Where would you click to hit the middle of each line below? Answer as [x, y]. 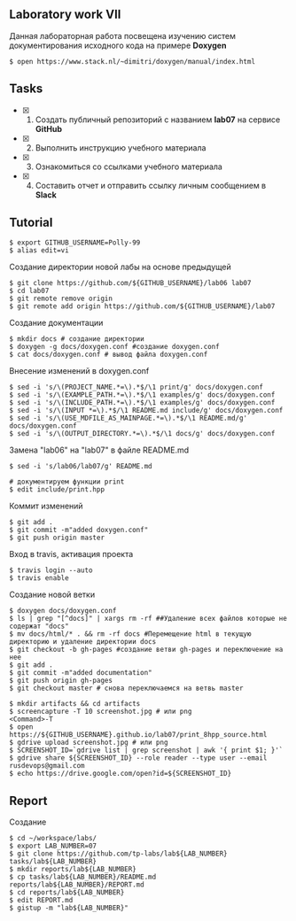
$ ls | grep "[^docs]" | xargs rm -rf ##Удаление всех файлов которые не [148, 619]
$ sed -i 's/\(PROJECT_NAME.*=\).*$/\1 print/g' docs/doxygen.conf [136, 387]
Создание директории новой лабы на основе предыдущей [121, 267]
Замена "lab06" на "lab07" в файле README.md [99, 450]
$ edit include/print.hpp [57, 490]
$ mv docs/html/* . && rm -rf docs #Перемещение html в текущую [130, 634]
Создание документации [56, 323]
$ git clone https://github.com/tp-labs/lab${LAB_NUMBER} [118, 854]
